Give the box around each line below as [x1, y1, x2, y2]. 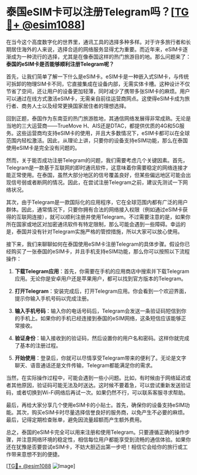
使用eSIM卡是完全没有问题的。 [6, 144, 80, 151]
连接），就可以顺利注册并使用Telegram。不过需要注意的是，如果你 [31, 213, 191, 220]
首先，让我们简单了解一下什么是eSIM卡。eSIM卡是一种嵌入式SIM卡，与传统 [6, 73, 189, 80]
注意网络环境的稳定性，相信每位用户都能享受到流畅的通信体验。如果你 [21, 436, 191, 443]
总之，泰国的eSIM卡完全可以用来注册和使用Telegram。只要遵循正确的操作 [6, 429, 185, 436]
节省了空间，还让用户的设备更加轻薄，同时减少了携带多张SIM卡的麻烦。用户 [6, 88, 191, 95]
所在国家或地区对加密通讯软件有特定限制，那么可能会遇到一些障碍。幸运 [6, 220, 181, 228]
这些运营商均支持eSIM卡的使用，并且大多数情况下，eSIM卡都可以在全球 [16, 129, 191, 136]
